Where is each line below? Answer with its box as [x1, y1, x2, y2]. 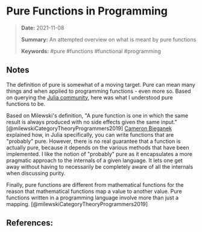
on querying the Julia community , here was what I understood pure [6, 93, 173, 101]
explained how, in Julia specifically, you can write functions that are [6, 131, 174, 138]
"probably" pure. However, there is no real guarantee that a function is [6, 137, 181, 145]
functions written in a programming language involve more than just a [6, 194, 179, 201]
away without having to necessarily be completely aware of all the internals [6, 163, 194, 170]
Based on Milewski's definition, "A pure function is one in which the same [6, 111, 189, 119]
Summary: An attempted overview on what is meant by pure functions [21, 36, 197, 43]
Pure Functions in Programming [6, 4, 168, 18]
